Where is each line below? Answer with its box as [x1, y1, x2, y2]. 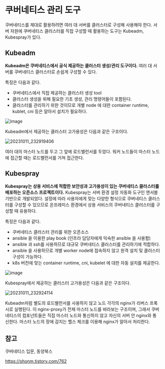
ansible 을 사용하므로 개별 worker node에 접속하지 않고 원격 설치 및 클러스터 [12, 247, 160, 253]
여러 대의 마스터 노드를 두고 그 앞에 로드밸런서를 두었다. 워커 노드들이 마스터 [5, 148, 151, 154]
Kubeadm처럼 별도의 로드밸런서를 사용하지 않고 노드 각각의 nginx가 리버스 [5, 300, 149, 306]
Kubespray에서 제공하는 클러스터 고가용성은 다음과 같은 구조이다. [5, 280, 131, 286]
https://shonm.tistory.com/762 [5, 358, 67, 364]
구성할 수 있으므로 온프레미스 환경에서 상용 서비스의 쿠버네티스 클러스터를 [14, 201, 155, 208]
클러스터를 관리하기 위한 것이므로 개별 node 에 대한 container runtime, [12, 102, 149, 108]
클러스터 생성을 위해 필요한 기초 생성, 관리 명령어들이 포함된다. [12, 96, 132, 102]
